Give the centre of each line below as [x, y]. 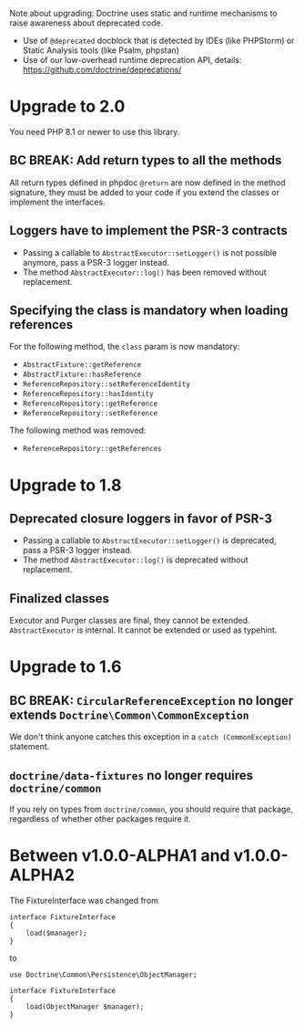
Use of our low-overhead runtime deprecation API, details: [132, 60]
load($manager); [57, 933]
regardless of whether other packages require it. [100, 819]
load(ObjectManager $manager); [85, 1007]
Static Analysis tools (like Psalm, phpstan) [101, 50]
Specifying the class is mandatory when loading [149, 310]
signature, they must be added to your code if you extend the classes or [145, 192]
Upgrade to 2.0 [67, 106]
